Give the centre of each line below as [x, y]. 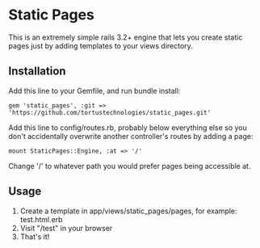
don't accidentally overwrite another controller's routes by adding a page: [131, 136]
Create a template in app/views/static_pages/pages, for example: [128, 211]
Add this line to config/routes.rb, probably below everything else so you [128, 128]
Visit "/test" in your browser [66, 228]
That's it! [35, 237]
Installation [37, 71]
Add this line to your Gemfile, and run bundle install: [94, 90]
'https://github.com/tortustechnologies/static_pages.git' [110, 112]
